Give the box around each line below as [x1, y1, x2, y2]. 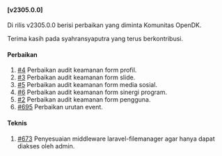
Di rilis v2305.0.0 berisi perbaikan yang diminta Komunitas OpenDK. [7, 21, 202, 29]
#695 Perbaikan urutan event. [17, 103, 103, 111]
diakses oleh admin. [17, 141, 75, 150]
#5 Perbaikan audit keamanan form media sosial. [17, 81, 158, 89]
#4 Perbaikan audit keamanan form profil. [17, 66, 137, 75]
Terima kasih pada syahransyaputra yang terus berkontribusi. [7, 35, 183, 43]
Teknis [7, 119, 28, 127]
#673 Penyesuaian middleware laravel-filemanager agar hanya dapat [17, 134, 216, 143]
